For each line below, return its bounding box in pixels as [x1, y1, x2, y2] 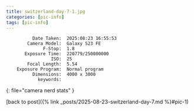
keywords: [37, 77, 62, 83]
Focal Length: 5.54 [27, 61, 78, 68]
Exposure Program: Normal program [16, 66, 104, 72]
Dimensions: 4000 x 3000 [32, 72, 96, 78]
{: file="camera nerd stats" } [6, 87, 75, 94]
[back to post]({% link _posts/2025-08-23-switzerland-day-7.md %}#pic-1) [6, 98, 189, 106]
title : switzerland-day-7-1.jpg [6, 8, 85, 15]
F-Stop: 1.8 [43, 46, 75, 52]
